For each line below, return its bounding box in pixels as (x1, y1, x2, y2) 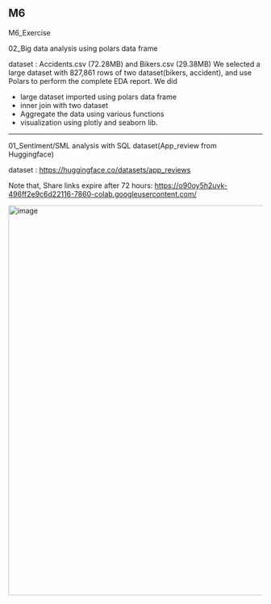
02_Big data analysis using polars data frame (8, 44, 158, 53)
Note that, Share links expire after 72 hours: (8, 181, 153, 190)
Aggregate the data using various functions (19, 109, 165, 119)
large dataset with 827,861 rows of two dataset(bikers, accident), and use (8, 68, 252, 77)
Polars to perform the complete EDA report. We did (8, 76, 177, 85)
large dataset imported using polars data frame (19, 92, 177, 102)
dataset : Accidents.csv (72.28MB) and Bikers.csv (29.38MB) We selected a (8, 59, 261, 69)
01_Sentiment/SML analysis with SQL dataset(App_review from (8, 140, 217, 150)
